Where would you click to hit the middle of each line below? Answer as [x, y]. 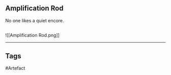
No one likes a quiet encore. [35, 20]
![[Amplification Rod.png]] [33, 35]
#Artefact [15, 68]
